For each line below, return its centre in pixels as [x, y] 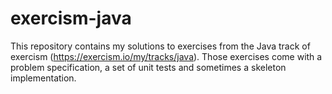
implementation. [43, 78]
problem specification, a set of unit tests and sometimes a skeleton [148, 67]
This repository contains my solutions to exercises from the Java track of [160, 46]
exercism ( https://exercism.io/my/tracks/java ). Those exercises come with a [166, 56]
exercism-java [71, 18]
